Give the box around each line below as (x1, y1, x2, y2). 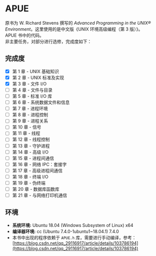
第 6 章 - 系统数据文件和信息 (12, 99, 70, 105)
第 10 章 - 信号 (12, 124, 41, 130)
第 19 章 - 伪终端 (12, 180, 46, 186)
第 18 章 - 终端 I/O (12, 173, 48, 179)
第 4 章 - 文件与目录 (12, 87, 53, 93)
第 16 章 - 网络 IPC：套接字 (12, 161, 67, 167)
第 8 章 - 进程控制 (12, 112, 48, 118)
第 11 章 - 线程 (12, 130, 40, 136)
